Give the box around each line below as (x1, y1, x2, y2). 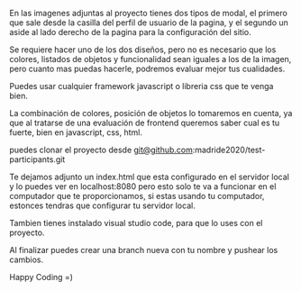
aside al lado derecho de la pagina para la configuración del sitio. (9, 27, 251, 37)
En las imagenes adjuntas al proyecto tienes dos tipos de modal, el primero (9, 8, 288, 18)
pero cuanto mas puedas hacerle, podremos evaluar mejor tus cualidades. (9, 63, 286, 74)
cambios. (9, 254, 44, 265)
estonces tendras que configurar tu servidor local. (9, 200, 196, 211)
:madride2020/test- (192, 144, 266, 155)
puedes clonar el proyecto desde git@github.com (9, 144, 194, 155)
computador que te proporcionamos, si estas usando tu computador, (9, 191, 265, 201)
